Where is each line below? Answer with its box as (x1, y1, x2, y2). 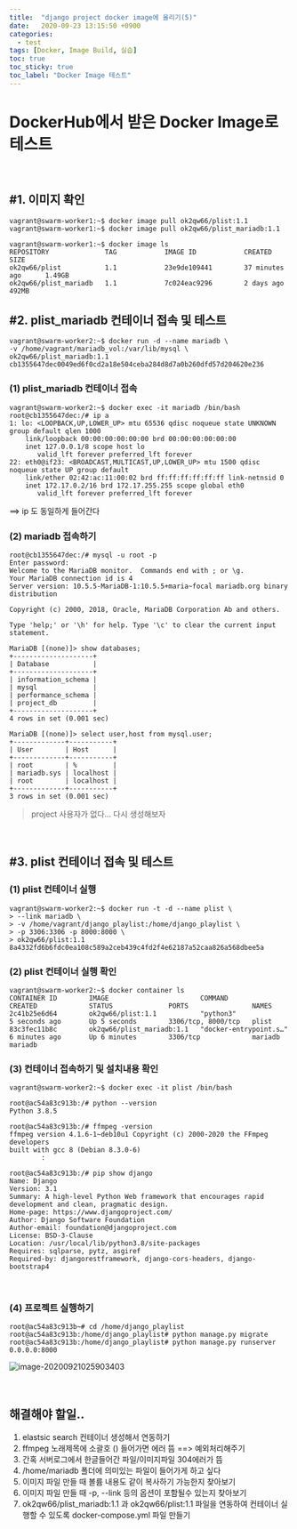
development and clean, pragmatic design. (9, 1200, 169, 1210)
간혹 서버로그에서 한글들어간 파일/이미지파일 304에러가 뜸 (21, 1454, 224, 1465)
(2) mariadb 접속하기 (9, 530, 97, 543)
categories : (9, 29, 53, 38)
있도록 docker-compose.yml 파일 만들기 (48, 1509, 191, 1521)
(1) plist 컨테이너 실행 (9, 883, 96, 896)
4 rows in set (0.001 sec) (9, 713, 109, 723)
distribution (9, 589, 58, 599)
